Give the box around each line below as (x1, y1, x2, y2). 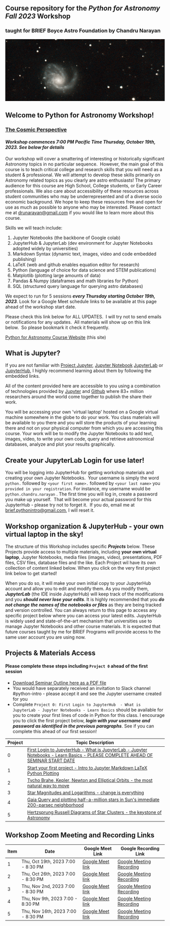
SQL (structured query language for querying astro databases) (12, 283, 143, 289)
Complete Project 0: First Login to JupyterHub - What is (12, 701, 141, 707)
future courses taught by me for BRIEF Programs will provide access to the (5, 629, 161, 635)
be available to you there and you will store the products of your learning (5, 420, 157, 426)
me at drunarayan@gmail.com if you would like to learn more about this (5, 209, 154, 215)
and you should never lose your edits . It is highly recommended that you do (5, 597, 164, 603)
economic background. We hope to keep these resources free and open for (5, 199, 163, 205)
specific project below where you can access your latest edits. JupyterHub (5, 613, 162, 619)
